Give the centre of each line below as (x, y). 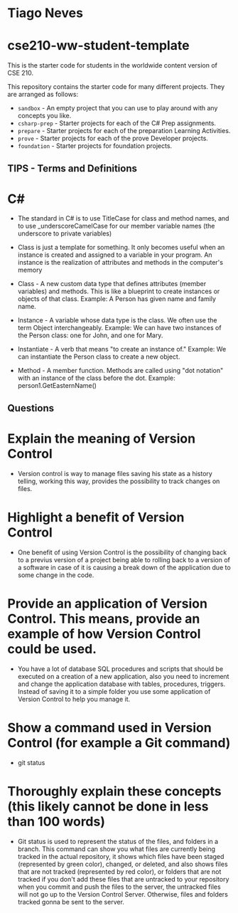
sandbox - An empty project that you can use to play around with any (118, 108)
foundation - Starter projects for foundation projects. (95, 146)
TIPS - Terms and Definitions (72, 168)
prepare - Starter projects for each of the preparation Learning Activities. (124, 131)
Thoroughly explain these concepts (114, 791)
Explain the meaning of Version (102, 439)
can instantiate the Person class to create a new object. (99, 357)
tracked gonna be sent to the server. (71, 902)
